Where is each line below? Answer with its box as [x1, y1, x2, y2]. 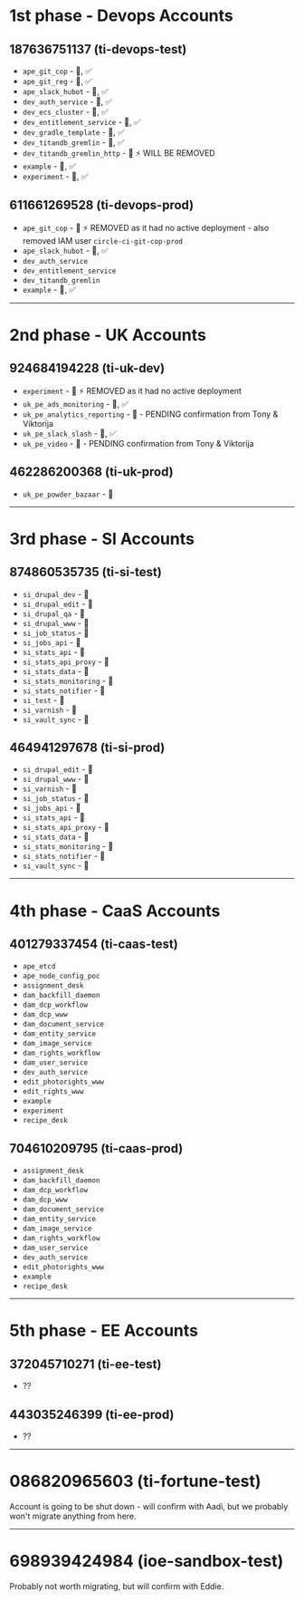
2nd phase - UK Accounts [9, 325, 206, 345]
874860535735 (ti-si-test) [9, 564, 163, 580]
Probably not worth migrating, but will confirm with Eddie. [9, 1580, 224, 1591]
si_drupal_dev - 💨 [22, 588, 90, 599]
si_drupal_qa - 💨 [22, 608, 86, 619]
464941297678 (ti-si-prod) [9, 740, 166, 756]
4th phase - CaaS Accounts [9, 901, 221, 921]
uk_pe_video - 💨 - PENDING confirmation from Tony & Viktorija [22, 438, 255, 448]
